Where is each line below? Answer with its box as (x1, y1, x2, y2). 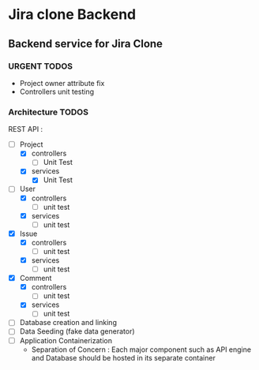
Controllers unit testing (19, 87, 95, 96)
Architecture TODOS (8, 107, 89, 118)
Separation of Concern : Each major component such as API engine (31, 345, 251, 354)
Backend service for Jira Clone (8, 37, 163, 50)
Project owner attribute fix (19, 78, 105, 88)
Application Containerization (19, 335, 113, 345)
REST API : (8, 125, 43, 134)
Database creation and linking (19, 318, 117, 327)
